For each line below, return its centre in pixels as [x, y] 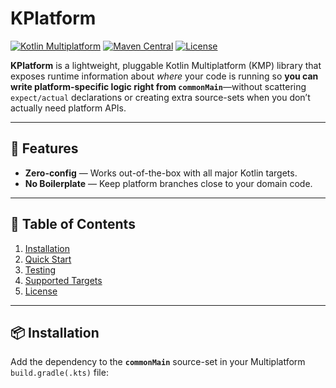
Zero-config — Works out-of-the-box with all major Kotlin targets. [161, 173]
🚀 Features [44, 148]
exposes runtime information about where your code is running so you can [164, 76]
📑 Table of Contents [73, 224]
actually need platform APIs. [68, 108]
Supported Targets [63, 280]
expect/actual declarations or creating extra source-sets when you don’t [160, 97]
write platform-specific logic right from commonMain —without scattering [158, 86]
